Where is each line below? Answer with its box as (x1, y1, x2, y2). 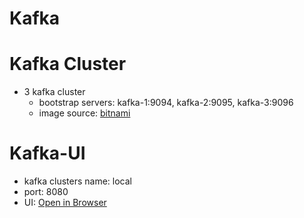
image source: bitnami (38, 107, 131, 119)
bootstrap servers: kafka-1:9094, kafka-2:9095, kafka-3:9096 (38, 97, 294, 109)
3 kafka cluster (23, 86, 86, 98)
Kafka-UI (9, 142, 86, 165)
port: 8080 (23, 186, 69, 198)
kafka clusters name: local (23, 175, 132, 187)
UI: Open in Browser (23, 197, 107, 209)
